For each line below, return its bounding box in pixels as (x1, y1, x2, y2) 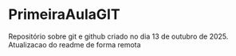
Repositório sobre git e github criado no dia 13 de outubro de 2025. (8, 32, 229, 41)
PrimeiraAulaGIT (8, 6, 121, 24)
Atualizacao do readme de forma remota (8, 39, 141, 49)
